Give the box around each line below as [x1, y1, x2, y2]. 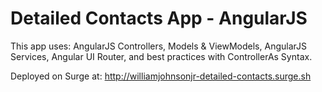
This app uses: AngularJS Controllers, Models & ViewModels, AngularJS [10, 40, 307, 52]
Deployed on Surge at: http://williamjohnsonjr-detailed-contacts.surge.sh [10, 70, 312, 82]
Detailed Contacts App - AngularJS [10, 7, 308, 30]
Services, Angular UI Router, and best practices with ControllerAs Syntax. [10, 50, 313, 62]
